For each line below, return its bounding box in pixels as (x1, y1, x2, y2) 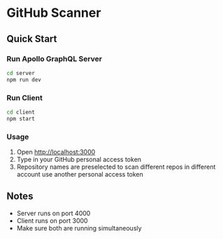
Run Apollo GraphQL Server (6, 54, 103, 64)
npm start (6, 115, 36, 122)
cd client (6, 109, 36, 116)
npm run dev (6, 76, 41, 83)
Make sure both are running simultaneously (16, 224, 142, 232)
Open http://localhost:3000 (16, 147, 96, 156)
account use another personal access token (16, 170, 144, 178)
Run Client (6, 93, 43, 102)
